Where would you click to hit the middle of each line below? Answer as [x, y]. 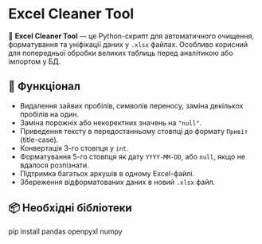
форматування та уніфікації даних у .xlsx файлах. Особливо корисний [128, 44]
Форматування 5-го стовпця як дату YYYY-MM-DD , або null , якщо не [132, 156]
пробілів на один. [49, 114]
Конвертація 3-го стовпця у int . [74, 148]
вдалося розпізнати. [54, 165]
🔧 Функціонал [45, 87]
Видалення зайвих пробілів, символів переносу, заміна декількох [131, 105]
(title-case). [39, 140]
